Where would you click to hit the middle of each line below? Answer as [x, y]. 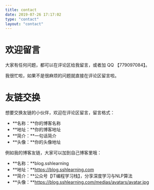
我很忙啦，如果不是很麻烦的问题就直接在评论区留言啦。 [62, 76]
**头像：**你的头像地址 [36, 142]
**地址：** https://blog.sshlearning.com [53, 170]
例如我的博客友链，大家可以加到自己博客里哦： [53, 153]
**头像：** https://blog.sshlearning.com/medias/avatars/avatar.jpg [80, 182]
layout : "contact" [24, 24]
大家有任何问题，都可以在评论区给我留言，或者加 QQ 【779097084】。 [77, 65]
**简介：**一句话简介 [34, 136]
